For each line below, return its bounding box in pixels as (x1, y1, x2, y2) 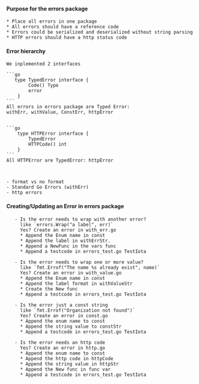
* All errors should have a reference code (6, 24, 119, 30)
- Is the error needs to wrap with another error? (14, 216, 147, 222)
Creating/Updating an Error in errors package (6, 203, 124, 209)
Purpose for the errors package (6, 5, 88, 12)
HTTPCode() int (28, 141, 67, 148)
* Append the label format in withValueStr (20, 280, 133, 287)
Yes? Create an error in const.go (20, 312, 108, 318)
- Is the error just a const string (14, 302, 108, 308)
